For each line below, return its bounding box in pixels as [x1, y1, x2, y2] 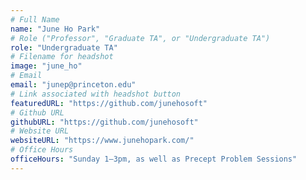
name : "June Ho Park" [10, 24, 101, 34]
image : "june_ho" [10, 61, 83, 71]
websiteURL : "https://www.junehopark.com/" [10, 136, 195, 146]
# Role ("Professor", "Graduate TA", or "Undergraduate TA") [10, 33, 271, 43]
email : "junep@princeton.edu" [10, 80, 137, 90]
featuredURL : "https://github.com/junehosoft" [10, 98, 208, 108]
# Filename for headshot [10, 52, 114, 62]
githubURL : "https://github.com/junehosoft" [10, 117, 199, 127]
